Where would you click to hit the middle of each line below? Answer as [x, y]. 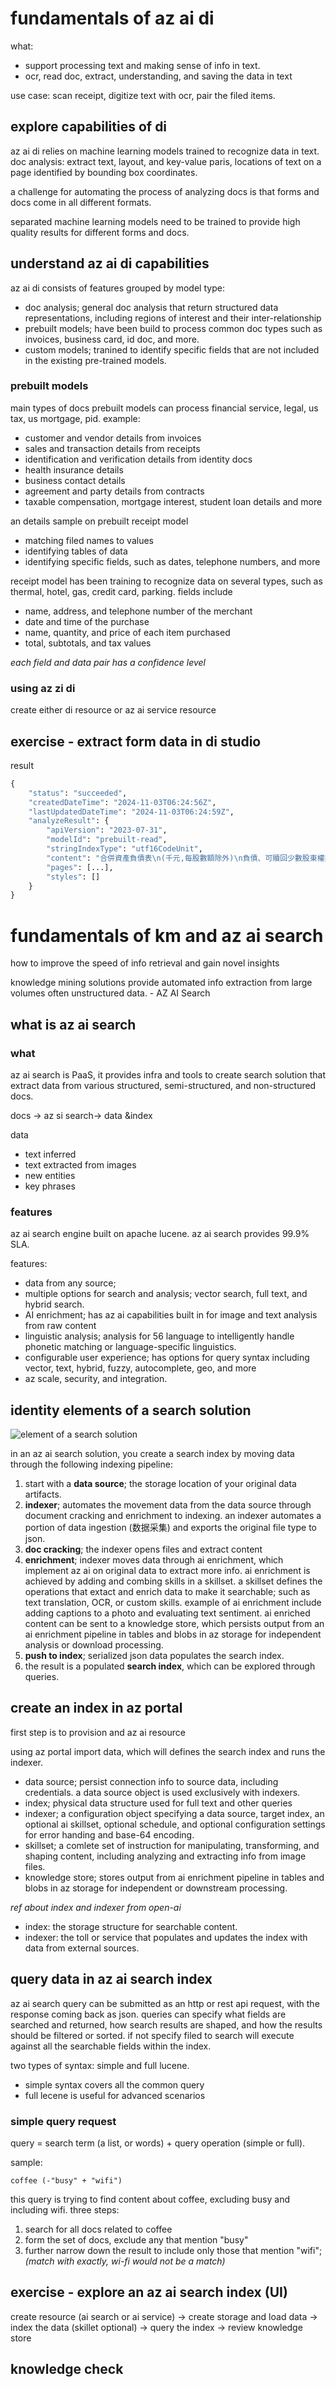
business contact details [75, 480]
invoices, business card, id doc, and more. [112, 339]
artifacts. [43, 1494]
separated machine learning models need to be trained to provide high [155, 221]
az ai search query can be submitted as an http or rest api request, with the [165, 2003]
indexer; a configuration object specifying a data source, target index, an [174, 1813]
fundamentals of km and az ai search [167, 935]
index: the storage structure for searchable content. [131, 1926]
